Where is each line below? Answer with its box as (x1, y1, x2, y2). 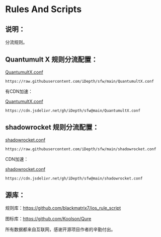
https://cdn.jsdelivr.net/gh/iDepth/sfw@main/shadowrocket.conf (5, 175, 143, 181)
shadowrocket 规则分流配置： (5, 123, 99, 132)
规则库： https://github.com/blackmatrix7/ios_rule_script (5, 205, 121, 211)
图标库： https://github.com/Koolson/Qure (5, 216, 92, 222)
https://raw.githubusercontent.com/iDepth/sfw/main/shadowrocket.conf (5, 146, 156, 152)
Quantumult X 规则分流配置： (5, 55, 98, 64)
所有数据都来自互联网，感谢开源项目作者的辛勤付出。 (5, 226, 116, 232)
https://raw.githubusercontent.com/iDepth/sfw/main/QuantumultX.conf (5, 79, 154, 84)
